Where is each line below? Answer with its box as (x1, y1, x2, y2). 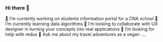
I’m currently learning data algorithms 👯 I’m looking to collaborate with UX (5, 21, 158, 27)
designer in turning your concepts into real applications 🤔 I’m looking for (5, 26, 155, 32)
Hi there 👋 (5, 4, 30, 11)
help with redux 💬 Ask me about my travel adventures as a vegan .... (5, 32, 146, 38)
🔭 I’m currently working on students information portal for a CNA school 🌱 (5, 16, 158, 22)
